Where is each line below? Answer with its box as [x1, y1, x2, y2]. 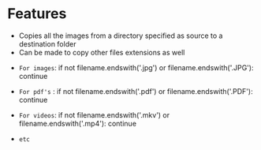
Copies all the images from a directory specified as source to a [18, 31, 223, 40]
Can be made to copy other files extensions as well [18, 47, 185, 57]
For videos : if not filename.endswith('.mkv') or [18, 110, 170, 119]
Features [7, 5, 67, 23]
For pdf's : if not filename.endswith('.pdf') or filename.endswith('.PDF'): [18, 86, 253, 96]
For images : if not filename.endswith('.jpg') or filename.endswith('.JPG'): [18, 62, 254, 72]
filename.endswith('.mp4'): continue [18, 118, 137, 128]
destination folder [18, 39, 76, 48]
